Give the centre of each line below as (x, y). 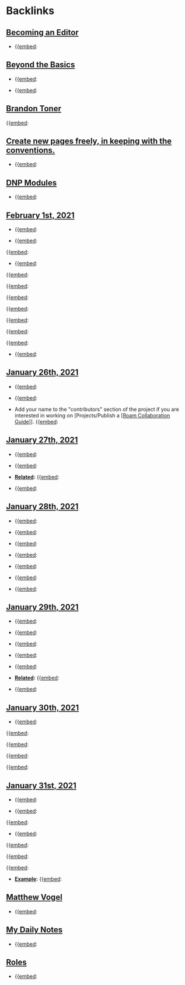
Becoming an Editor (42, 32)
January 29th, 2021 (42, 607)
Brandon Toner (34, 109)
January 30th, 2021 (43, 707)
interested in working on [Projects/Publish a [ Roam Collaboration (92, 415)
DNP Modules (32, 183)
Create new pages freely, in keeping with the (89, 141)
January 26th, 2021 (42, 373)
